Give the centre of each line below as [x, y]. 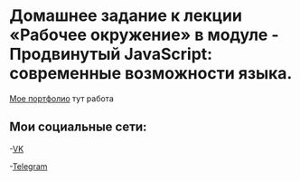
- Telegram [28, 166]
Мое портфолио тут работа [62, 98]
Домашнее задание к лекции [126, 16]
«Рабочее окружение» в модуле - [144, 35]
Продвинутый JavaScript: [111, 54]
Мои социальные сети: [78, 127]
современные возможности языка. [151, 74]
